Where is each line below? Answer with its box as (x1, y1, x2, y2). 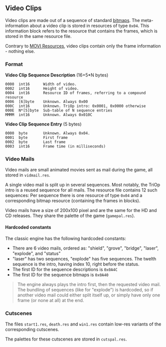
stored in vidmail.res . (5, 172, 51, 178)
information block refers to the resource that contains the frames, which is (5, 27, 158, 34)
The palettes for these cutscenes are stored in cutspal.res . (5, 336, 127, 342)
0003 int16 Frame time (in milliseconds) (5, 144, 106, 149)
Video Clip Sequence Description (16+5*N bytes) (5, 72, 109, 78)
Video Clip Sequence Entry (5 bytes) (5, 121, 82, 127)
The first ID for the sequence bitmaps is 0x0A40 (12, 271, 109, 277)
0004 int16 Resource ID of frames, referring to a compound (5, 90, 146, 95)
